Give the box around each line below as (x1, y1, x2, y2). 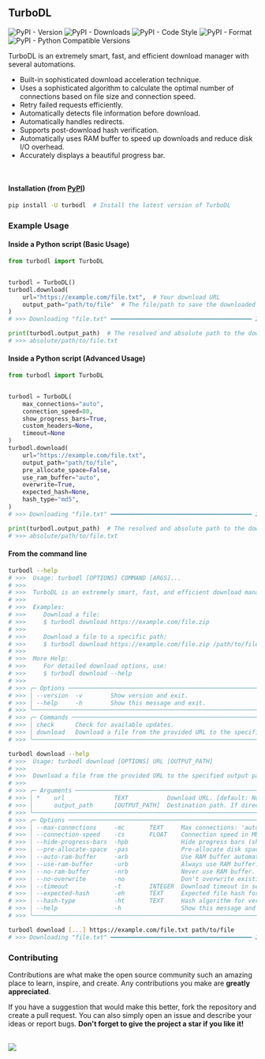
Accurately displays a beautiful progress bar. (19, 150, 166, 160)
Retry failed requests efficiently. (19, 100, 124, 109)
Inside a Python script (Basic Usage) (8, 240, 130, 249)
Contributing (8, 952, 58, 963)
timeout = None (22, 429, 65, 437)
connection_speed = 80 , (22, 407, 93, 415)
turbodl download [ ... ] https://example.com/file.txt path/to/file (8, 925, 235, 934)
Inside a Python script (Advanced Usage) (8, 354, 146, 363)
